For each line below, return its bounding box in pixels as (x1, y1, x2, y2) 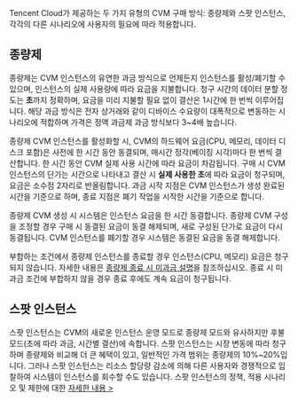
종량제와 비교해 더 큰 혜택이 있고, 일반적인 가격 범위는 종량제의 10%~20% (25, 349, 281, 359)
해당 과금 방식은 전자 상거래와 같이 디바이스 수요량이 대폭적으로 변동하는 (27, 106, 277, 116)
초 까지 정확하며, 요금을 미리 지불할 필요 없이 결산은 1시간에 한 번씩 (25, 94, 254, 105)
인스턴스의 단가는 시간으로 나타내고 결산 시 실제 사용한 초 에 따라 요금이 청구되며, (9, 169, 286, 179)
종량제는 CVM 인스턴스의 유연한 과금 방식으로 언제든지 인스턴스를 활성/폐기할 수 (9, 72, 286, 83)
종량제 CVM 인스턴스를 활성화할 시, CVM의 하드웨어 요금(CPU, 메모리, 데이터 (9, 136, 277, 146)
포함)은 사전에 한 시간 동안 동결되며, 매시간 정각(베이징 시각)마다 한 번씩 (25, 146, 273, 157)
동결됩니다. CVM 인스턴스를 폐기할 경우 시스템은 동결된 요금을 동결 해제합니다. (9, 232, 281, 242)
